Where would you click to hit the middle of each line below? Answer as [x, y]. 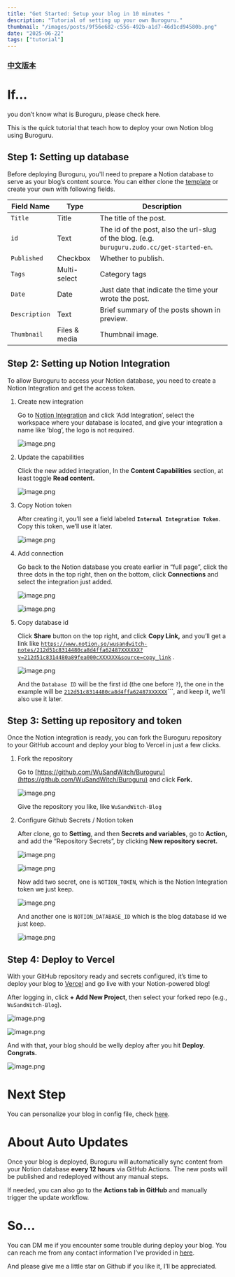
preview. [114, 318]
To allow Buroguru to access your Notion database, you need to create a [112, 380]
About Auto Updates [68, 1142]
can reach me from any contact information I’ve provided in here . [101, 1253]
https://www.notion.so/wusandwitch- [94, 644]
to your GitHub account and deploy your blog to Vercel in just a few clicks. [114, 745]
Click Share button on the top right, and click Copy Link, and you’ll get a [121, 636]
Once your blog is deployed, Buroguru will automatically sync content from [115, 1162]
